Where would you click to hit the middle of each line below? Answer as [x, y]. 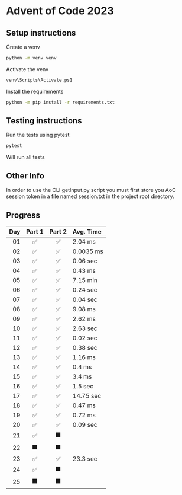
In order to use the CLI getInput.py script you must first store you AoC [91, 190]
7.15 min [85, 280]
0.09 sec [85, 424]
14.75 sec [87, 395]
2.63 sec [85, 328]
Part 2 [58, 231]
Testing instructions [44, 121]
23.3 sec [85, 459]
